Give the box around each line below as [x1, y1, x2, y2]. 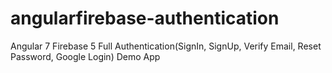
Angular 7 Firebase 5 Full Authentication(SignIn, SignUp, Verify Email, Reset [10, 40, 322, 52]
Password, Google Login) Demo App [10, 50, 161, 62]
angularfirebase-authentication [10, 7, 280, 30]
